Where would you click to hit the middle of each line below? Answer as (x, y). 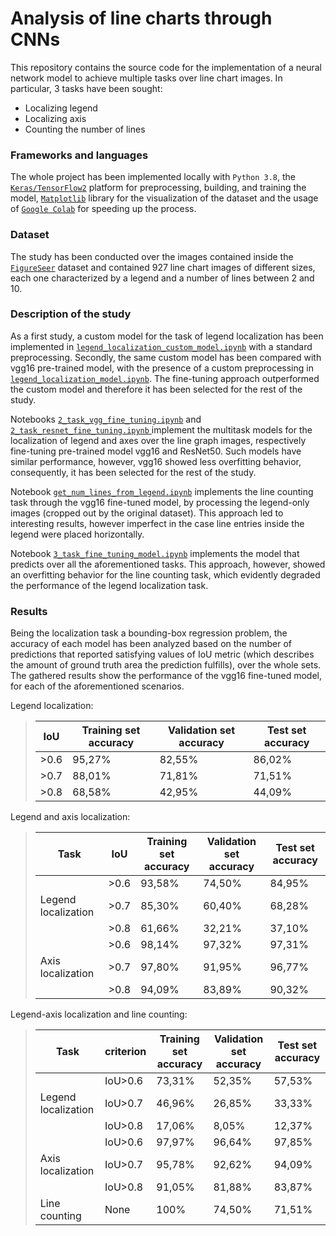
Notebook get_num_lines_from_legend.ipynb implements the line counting (162, 491)
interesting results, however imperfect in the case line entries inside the (157, 523)
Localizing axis (55, 118)
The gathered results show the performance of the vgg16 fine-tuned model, (166, 676)
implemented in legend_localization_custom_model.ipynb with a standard (161, 346)
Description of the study (71, 314)
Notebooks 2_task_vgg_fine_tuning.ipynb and (106, 419)
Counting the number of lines (85, 129)
